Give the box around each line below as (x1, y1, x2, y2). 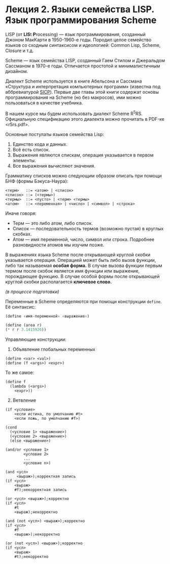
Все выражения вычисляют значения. (12, 163, 95, 169)
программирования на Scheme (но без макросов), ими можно (5, 94, 142, 100)
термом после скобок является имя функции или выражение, (5, 267, 140, 274)
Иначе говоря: (5, 210, 37, 216)
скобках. (12, 231, 32, 237)
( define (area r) (5, 323, 42, 328)
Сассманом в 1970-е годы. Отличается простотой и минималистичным (5, 63, 160, 69)
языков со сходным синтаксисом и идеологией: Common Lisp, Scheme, (5, 42, 161, 48)
